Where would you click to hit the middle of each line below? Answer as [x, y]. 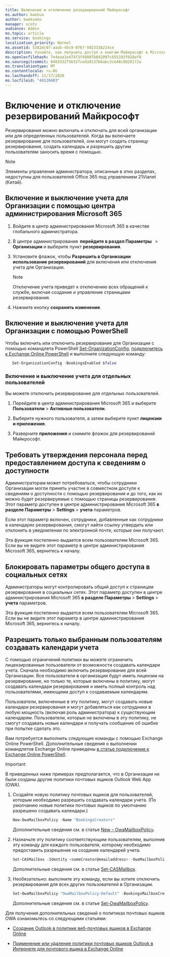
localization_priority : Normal [38, 43]
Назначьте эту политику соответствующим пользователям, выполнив [89, 839]
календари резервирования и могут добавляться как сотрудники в [78, 707]
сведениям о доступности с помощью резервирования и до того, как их [84, 494]
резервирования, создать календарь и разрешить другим [68, 146]
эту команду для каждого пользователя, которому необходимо [81, 845]
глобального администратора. [46, 231]
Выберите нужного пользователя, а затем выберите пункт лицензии [87, 418]
